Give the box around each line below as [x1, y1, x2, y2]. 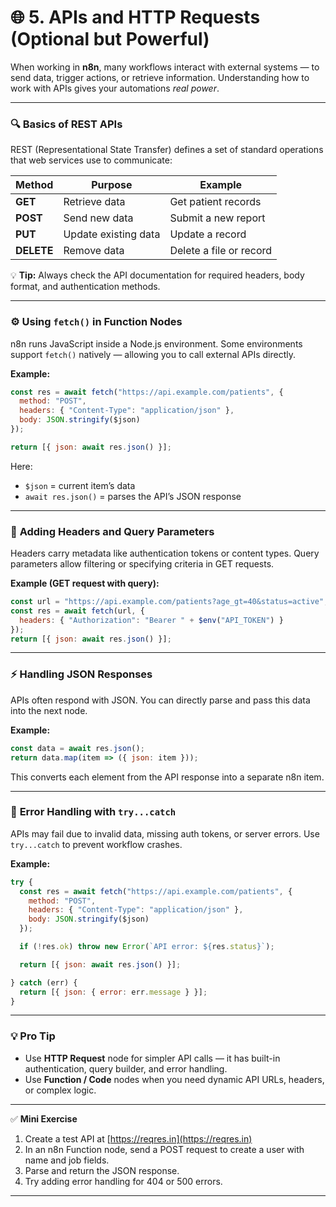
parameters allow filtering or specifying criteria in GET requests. [10, 558, 275, 570]
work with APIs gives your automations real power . [10, 82, 220, 94]
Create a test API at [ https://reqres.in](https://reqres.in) [24, 1132, 253, 1145]
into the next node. [10, 704, 88, 716]
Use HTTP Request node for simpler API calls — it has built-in [24, 1052, 281, 1064]
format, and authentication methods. [10, 281, 161, 293]
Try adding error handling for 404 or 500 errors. [24, 1175, 223, 1187]
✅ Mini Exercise [10, 1112, 78, 1125]
